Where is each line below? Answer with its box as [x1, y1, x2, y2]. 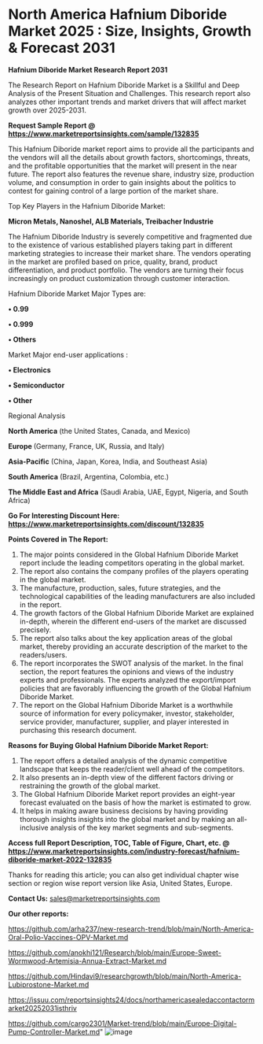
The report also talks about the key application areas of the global [19, 633, 233, 642]
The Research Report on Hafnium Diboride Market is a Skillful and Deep [8, 80, 240, 90]
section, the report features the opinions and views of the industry [19, 667, 234, 676]
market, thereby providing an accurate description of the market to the [19, 642, 248, 651]
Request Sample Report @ [8, 120, 96, 130]
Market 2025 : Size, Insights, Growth [8, 22, 252, 40]
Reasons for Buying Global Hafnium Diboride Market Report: [8, 740, 210, 750]
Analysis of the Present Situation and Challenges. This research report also [8, 88, 251, 98]
